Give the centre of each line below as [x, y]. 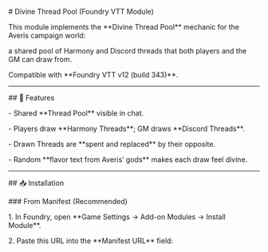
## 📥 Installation [36, 183]
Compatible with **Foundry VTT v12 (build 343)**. [93, 75]
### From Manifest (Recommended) [68, 201]
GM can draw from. [40, 59]
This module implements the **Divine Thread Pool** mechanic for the [124, 27]
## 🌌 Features [32, 98]
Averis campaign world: [47, 35]
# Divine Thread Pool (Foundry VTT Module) [81, 12]
